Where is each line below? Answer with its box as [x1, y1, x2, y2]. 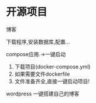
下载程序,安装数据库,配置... [6, 38, 70, 45]
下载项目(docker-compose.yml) [14, 63, 91, 70]
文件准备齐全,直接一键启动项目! [14, 77, 90, 85]
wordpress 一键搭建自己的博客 [6, 90, 80, 97]
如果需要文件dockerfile [14, 70, 70, 77]
